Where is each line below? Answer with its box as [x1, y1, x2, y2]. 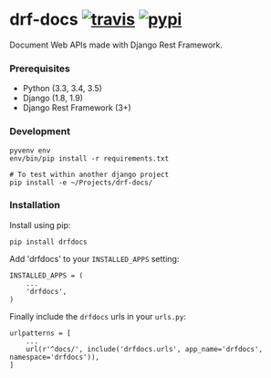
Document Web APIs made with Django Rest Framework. [9, 39, 224, 50]
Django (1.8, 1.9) [22, 92, 84, 104]
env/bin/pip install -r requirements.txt [9, 153, 170, 163]
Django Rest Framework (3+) [22, 102, 132, 113]
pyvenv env [9, 146, 51, 155]
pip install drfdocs [9, 237, 89, 247]
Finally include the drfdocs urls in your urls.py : [9, 310, 187, 321]
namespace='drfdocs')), [9, 352, 100, 362]
